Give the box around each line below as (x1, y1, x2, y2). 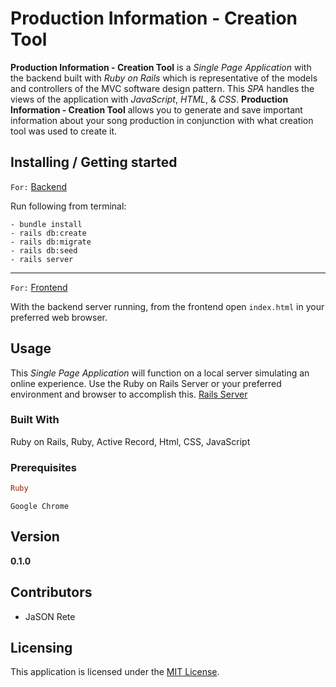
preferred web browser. (10, 311, 108, 323)
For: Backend (10, 180, 67, 192)
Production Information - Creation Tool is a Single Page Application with (10, 61, 312, 73)
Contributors (10, 584, 93, 601)
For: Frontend (10, 281, 68, 293)
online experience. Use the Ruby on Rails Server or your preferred (10, 377, 282, 389)
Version (10, 528, 60, 546)
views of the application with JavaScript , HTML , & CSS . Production (10, 93, 289, 105)
